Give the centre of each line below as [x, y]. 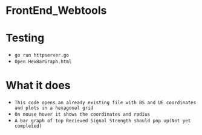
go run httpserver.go [41, 55]
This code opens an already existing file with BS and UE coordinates [105, 103]
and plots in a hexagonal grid [54, 108]
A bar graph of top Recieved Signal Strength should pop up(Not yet [103, 121]
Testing [25, 38]
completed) [28, 126]
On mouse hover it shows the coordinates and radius [82, 115]
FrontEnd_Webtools [56, 11]
